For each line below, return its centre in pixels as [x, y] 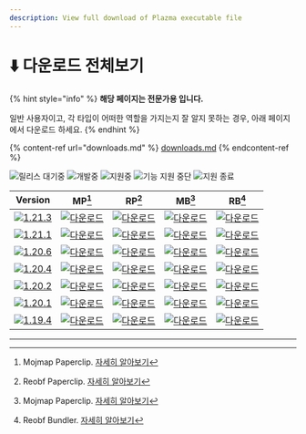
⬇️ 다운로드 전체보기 [76, 66]
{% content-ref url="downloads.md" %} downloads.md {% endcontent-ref [149, 148]
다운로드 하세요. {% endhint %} [83, 129]
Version [33, 200]
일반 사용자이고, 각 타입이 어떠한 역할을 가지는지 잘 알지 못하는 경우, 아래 [138, 118]
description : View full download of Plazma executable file [126, 18]
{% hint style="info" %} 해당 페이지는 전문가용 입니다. [107, 98]
